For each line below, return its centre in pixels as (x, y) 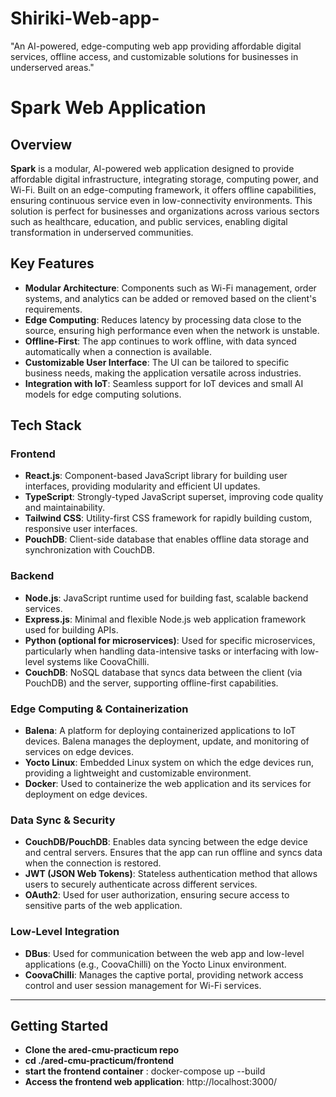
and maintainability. (65, 508)
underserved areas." (52, 67)
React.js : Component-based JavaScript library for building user (156, 476)
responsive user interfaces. (81, 529)
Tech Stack (46, 425)
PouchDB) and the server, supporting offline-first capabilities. (151, 683)
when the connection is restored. (93, 863)
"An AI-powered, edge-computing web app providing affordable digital (156, 46)
